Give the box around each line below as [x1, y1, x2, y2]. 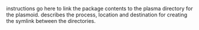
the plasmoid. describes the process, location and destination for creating [6, 11, 188, 18]
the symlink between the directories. [6, 18, 96, 24]
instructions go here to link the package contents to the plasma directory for [6, 5, 193, 12]
